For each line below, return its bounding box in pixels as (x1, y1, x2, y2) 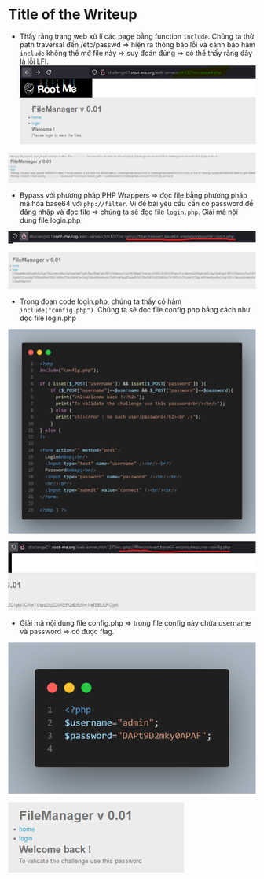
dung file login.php (19, 215, 81, 225)
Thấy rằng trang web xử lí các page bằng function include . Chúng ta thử (19, 31, 255, 41)
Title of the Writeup (8, 6, 137, 24)
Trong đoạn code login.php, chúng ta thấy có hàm (19, 297, 182, 306)
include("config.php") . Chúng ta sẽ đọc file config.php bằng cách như (19, 305, 251, 315)
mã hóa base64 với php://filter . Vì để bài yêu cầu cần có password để (19, 198, 254, 208)
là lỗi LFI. (19, 57, 49, 66)
